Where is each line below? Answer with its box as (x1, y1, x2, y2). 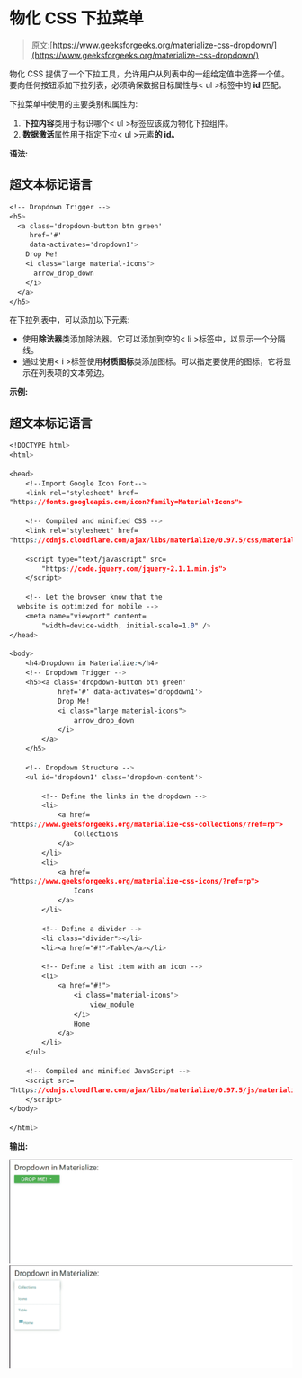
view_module (89, 1000, 135, 1009)
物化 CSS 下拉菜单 (9, 8, 144, 29)
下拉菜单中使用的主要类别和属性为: (9, 98, 138, 109)
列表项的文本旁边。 (38, 368, 110, 378)
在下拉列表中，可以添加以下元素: (9, 315, 130, 325)
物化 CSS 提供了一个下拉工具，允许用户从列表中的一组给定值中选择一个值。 (9, 68, 290, 79)
